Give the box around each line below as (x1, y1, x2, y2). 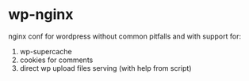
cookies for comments (19, 55, 94, 64)
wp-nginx (8, 6, 74, 24)
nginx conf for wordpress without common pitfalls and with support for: (8, 31, 242, 41)
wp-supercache (19, 46, 73, 56)
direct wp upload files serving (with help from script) (19, 63, 192, 72)
